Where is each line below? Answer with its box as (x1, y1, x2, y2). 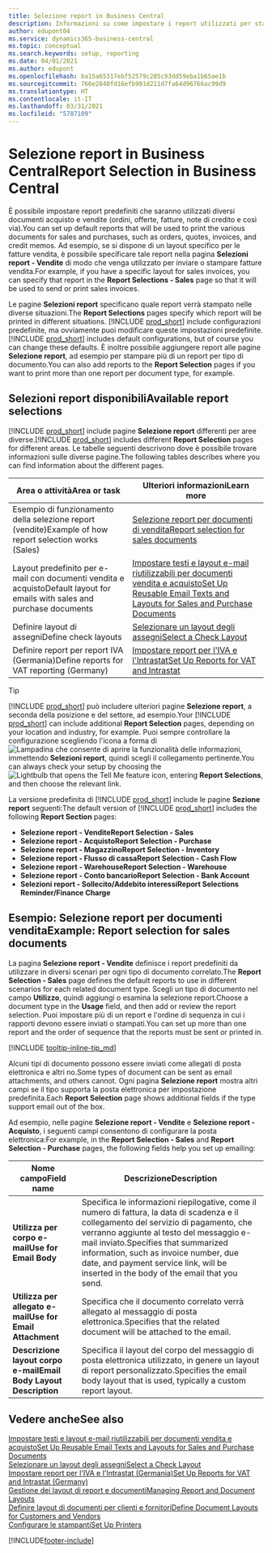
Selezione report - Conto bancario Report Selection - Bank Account (19, 870, 250, 880)
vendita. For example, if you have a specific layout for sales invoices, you (8, 266, 250, 276)
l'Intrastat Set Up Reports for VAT (132, 654, 257, 666)
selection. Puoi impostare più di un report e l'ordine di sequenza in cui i (8, 1010, 245, 1019)
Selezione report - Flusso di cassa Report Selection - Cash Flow (19, 853, 237, 863)
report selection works (12, 534, 99, 545)
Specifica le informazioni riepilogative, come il (81, 1196, 257, 1208)
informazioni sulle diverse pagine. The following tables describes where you (8, 452, 261, 461)
